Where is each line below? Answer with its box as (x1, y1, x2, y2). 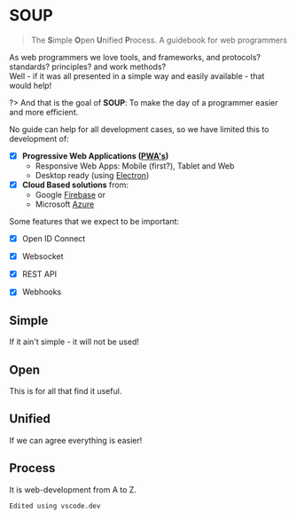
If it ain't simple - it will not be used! (9, 336, 140, 347)
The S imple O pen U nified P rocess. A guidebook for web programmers (30, 35, 288, 45)
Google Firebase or (35, 190, 106, 201)
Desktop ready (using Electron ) (35, 170, 150, 180)
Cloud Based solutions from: (21, 179, 129, 190)
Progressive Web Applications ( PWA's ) (21, 150, 169, 161)
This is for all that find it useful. (9, 385, 122, 396)
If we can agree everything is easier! (9, 435, 143, 445)
